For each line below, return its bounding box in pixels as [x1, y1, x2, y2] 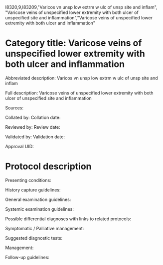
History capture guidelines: [5, 186, 61, 193]
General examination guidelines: [5, 196, 71, 202]
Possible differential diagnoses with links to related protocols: [5, 216, 131, 222]
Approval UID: [5, 143, 34, 149]
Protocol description [5, 161, 92, 172]
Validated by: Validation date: [5, 134, 65, 140]
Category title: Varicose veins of [5, 37, 142, 49]
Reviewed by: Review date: [5, 124, 61, 130]
